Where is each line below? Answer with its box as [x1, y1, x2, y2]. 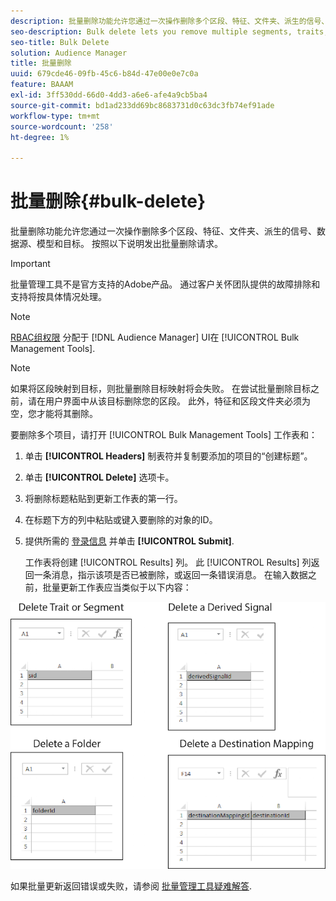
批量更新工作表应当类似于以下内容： [42, 581, 192, 594]
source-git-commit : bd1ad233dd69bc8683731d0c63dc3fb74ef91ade [10, 100, 275, 110]
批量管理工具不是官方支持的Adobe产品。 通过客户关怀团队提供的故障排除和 [10, 278, 321, 290]
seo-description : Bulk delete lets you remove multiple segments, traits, [10, 26, 329, 37]
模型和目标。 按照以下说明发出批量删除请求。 [36, 238, 223, 250]
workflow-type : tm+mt [10, 111, 101, 121]
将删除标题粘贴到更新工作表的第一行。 [24, 493, 183, 505]
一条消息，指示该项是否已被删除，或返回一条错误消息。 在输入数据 [33, 569, 308, 581]
